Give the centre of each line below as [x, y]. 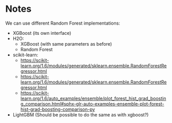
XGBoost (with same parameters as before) [66, 44]
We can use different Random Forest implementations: [63, 23]
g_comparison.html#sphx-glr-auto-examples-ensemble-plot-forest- [92, 104]
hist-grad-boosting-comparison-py [58, 109]
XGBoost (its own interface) [42, 33]
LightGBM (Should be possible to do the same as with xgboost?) [81, 115]
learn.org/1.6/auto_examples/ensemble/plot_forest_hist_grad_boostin [93, 98]
